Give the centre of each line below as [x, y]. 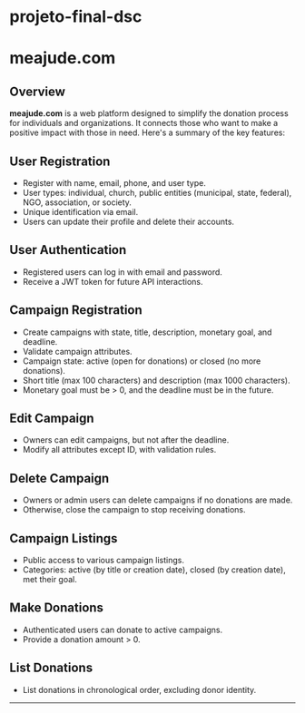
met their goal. [49, 580]
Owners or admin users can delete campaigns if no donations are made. [157, 500]
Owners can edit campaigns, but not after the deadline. [126, 440]
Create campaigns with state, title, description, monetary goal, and [147, 332]
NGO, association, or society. [77, 202]
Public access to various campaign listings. [103, 561]
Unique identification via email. [80, 212]
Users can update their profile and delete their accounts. [128, 221]
